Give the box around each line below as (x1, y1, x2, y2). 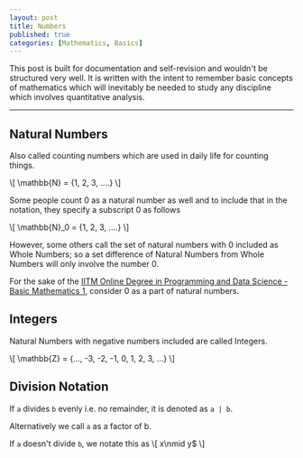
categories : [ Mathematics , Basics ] (9, 38, 143, 48)
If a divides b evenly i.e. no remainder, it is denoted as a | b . (9, 403, 234, 414)
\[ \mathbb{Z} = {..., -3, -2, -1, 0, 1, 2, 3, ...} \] (9, 353, 176, 363)
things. (9, 160, 35, 171)
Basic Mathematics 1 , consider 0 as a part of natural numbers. (9, 286, 240, 297)
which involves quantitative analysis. (9, 92, 145, 103)
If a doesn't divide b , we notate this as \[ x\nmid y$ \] (9, 438, 206, 449)
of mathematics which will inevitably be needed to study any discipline (9, 82, 272, 93)
